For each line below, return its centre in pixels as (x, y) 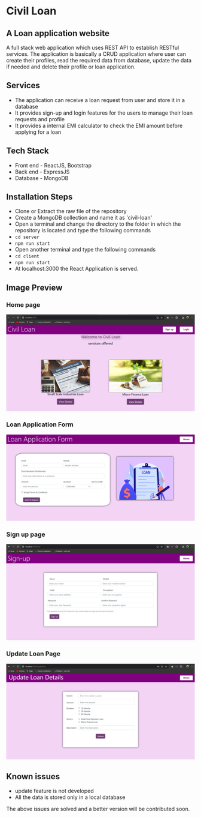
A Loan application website (58, 33)
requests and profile (39, 119)
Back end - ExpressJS (42, 172)
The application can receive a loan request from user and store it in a (100, 100)
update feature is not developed (54, 791)
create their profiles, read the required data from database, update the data (99, 60)
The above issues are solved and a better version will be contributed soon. (98, 809)
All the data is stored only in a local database (70, 797)
